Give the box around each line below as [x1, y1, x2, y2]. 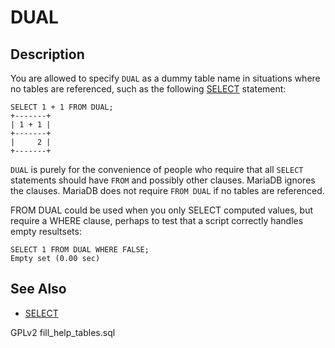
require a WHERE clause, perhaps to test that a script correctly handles [10, 215, 304, 226]
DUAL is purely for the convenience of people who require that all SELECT [10, 164, 304, 175]
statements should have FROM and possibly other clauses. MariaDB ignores [10, 174, 316, 186]
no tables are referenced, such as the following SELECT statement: [10, 83, 287, 95]
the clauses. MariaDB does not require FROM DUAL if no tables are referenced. [10, 185, 325, 196]
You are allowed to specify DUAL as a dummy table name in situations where [10, 72, 321, 84]
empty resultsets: [10, 226, 82, 237]
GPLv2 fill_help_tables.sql [10, 326, 116, 338]
